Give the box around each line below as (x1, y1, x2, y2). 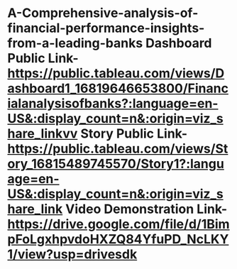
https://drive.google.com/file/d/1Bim (7, 216, 230, 232)
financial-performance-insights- (7, 20, 205, 36)
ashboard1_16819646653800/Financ (7, 80, 229, 97)
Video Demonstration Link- (65, 201, 228, 217)
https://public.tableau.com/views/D (7, 65, 225, 82)
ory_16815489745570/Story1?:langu (7, 156, 225, 172)
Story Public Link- (80, 126, 188, 142)
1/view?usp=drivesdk (7, 246, 138, 263)
